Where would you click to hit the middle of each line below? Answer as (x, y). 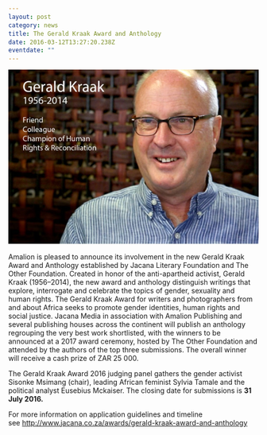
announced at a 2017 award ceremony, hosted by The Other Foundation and (133, 341)
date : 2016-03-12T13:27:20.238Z (62, 42)
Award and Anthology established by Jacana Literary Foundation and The (128, 265)
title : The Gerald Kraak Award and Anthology (85, 33)
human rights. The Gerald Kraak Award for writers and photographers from (130, 299)
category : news (33, 25)
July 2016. (26, 398)
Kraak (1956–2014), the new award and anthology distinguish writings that (130, 282)
